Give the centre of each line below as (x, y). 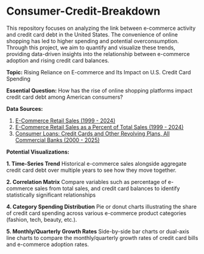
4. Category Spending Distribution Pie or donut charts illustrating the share (101, 206)
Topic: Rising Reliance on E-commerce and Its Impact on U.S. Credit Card (99, 72)
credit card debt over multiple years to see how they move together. (91, 170)
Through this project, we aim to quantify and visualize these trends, (91, 48)
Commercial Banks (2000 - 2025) (57, 140)
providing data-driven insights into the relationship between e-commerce (98, 54)
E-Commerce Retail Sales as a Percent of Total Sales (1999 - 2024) (99, 127)
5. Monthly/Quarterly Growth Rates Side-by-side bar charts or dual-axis (98, 231)
